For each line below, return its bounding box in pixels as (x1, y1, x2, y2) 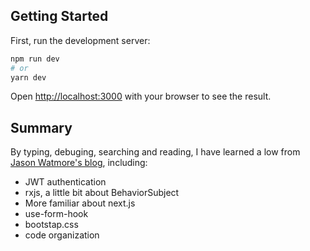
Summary (10, 119, 73, 136)
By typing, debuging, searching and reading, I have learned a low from (10, 146, 301, 158)
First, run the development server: (10, 34, 151, 46)
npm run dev (10, 54, 60, 64)
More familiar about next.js (24, 197, 136, 209)
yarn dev (10, 72, 47, 83)
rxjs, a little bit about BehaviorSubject (24, 187, 180, 199)
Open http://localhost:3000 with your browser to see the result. (10, 90, 272, 103)
